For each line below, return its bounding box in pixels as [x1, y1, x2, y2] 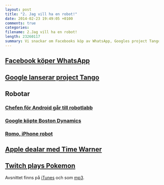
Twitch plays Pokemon [5, 162, 76, 170]
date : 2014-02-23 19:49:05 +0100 [5, 16, 73, 21]
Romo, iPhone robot [5, 130, 53, 137]
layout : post [5, 7, 32, 12]
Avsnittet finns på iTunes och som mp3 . [5, 174, 84, 180]
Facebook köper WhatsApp [5, 57, 90, 65]
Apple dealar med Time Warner [5, 145, 102, 153]
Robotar [5, 89, 30, 98]
